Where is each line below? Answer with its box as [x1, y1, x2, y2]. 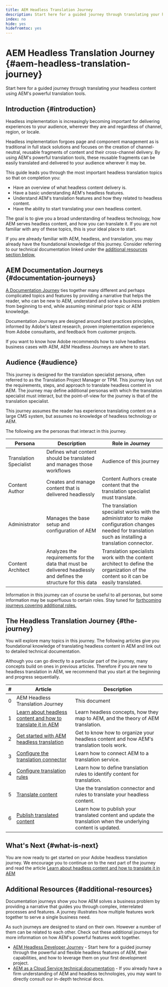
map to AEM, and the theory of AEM [75, 715, 159, 722]
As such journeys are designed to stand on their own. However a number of [5, 924, 162, 930]
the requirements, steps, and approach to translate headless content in [5, 382, 152, 388]
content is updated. [75, 824, 121, 831]
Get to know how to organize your [75, 729, 155, 736]
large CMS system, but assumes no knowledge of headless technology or [5, 413, 158, 419]
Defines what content [46, 448, 97, 455]
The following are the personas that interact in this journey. [5, 428, 127, 434]
